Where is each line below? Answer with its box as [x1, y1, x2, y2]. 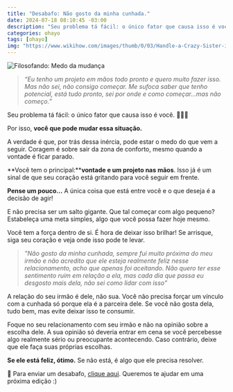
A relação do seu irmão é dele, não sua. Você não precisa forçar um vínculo [7, 293, 224, 300]
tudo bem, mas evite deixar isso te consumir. [7, 307, 135, 315]
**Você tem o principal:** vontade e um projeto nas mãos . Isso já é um [7, 166, 212, 174]
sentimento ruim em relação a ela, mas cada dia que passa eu [24, 272, 205, 279]
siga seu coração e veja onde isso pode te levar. [7, 236, 146, 244]
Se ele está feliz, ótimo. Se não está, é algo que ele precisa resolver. [7, 356, 205, 364]
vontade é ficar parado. [7, 152, 75, 161]
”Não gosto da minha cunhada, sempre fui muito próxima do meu [24, 250, 213, 257]
